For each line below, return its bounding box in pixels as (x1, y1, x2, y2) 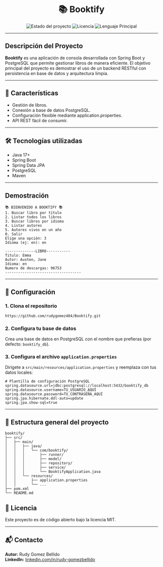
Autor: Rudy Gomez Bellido (5, 551, 60, 557)
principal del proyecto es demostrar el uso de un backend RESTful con (5, 65, 147, 71)
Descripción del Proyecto (5, 42, 83, 50)
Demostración (5, 191, 49, 200)
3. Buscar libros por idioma (5, 219, 64, 224)
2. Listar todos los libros (5, 215, 62, 219)
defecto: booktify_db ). (5, 341, 50, 347)
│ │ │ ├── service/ (5, 465, 66, 470)
